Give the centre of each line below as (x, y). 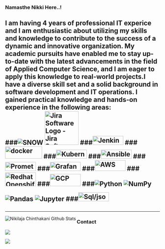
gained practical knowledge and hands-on (71, 100)
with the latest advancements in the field (94, 62)
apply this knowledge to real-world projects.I (75, 77)
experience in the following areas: (58, 108)
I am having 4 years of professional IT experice (78, 23)
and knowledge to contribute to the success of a (81, 38)
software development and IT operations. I (71, 92)
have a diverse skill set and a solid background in (82, 85)
